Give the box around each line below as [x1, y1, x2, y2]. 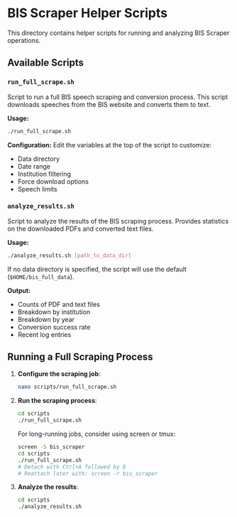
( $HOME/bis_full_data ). [7, 272, 75, 281]
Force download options [17, 177, 89, 186]
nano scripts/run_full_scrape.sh [17, 383, 117, 391]
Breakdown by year [17, 315, 75, 323]
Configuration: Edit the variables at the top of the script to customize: [7, 140, 211, 149]
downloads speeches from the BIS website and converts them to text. [7, 100, 211, 108]
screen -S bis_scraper [17, 444, 85, 451]
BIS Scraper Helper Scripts [7, 5, 168, 21]
